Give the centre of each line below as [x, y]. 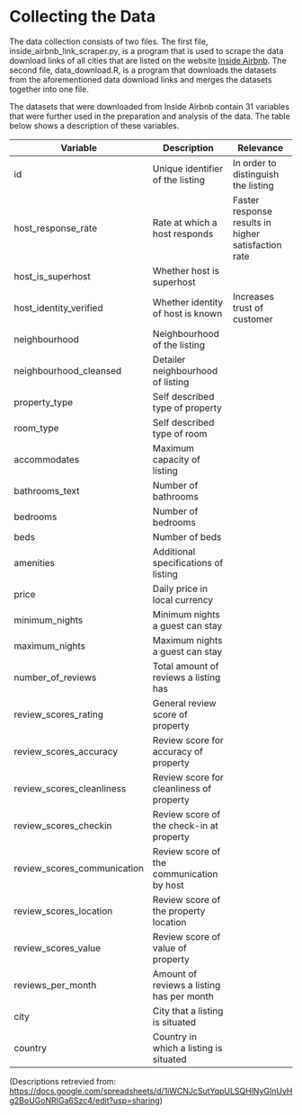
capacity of [176, 459]
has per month [183, 996]
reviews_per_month [55, 985]
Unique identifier [187, 168]
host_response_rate [55, 228]
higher [246, 234]
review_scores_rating [58, 714]
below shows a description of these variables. [94, 125]
